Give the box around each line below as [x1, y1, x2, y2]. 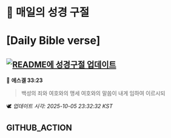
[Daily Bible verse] [6, 34, 101, 47]
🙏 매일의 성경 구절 [6, 5, 90, 19]
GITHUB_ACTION [6, 122, 73, 133]
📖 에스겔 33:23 [6, 77, 43, 84]
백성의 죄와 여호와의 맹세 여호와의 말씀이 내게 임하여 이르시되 [21, 89, 166, 97]
